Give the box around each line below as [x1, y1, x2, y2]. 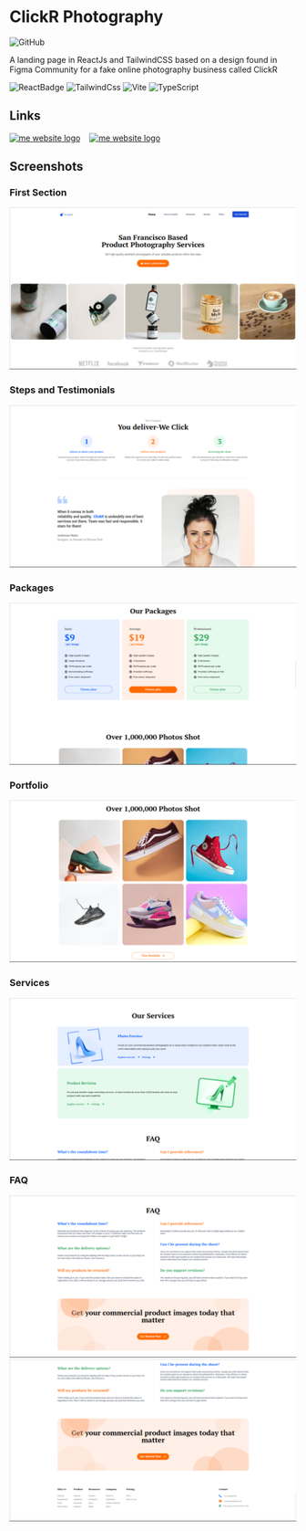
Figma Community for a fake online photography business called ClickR [9, 64, 278, 75]
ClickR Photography [9, 6, 164, 27]
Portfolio [9, 779, 49, 792]
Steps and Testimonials [9, 383, 116, 396]
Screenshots [9, 159, 84, 174]
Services [9, 977, 50, 990]
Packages [9, 582, 55, 594]
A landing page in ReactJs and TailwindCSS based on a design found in [9, 54, 278, 65]
